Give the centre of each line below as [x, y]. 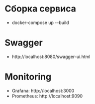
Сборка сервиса [41, 9]
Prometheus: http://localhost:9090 [47, 96]
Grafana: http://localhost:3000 [43, 90]
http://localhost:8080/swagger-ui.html [51, 56]
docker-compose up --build [40, 22]
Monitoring [28, 77]
